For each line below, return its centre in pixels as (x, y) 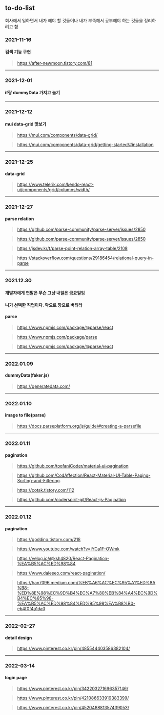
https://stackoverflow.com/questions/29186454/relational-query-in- (85, 258)
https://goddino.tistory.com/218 (49, 540)
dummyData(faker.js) (27, 375)
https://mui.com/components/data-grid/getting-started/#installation (85, 145)
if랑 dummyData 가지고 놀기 (32, 93)
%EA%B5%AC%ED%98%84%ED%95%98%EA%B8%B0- (76, 604)
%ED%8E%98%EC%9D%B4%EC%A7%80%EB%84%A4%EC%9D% (87, 593)
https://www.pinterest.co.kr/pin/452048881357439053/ (73, 707)
